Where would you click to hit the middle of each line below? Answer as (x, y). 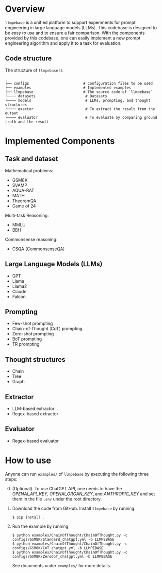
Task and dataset (32, 159)
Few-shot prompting (32, 323)
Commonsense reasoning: (31, 239)
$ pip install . (28, 517)
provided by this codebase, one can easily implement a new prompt (73, 38)
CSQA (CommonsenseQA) (38, 249)
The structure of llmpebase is (34, 70)
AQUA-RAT (23, 190)
